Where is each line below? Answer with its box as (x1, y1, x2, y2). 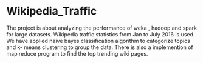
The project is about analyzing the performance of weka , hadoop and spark (6, 24, 198, 31)
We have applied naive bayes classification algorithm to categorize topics (6, 37, 190, 44)
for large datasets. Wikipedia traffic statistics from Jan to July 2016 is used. (6, 30, 195, 38)
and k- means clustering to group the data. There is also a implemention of (6, 44, 193, 51)
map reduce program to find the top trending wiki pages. (6, 50, 148, 57)
